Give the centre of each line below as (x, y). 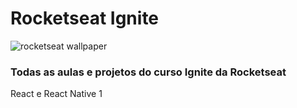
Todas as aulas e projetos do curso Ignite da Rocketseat (148, 72)
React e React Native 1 (56, 94)
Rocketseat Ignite (85, 18)
